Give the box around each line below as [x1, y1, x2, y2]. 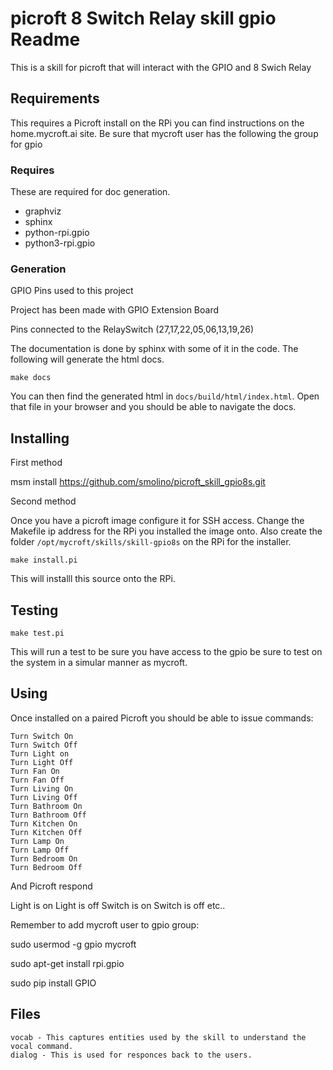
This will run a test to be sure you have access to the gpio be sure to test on [10, 645, 323, 657]
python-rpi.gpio [24, 227, 90, 239]
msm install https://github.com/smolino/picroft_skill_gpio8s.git [10, 476, 266, 488]
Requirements [10, 90, 100, 107]
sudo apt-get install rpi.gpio [10, 957, 125, 969]
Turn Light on [10, 748, 70, 759]
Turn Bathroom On [10, 801, 83, 811]
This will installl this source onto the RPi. [10, 573, 176, 585]
